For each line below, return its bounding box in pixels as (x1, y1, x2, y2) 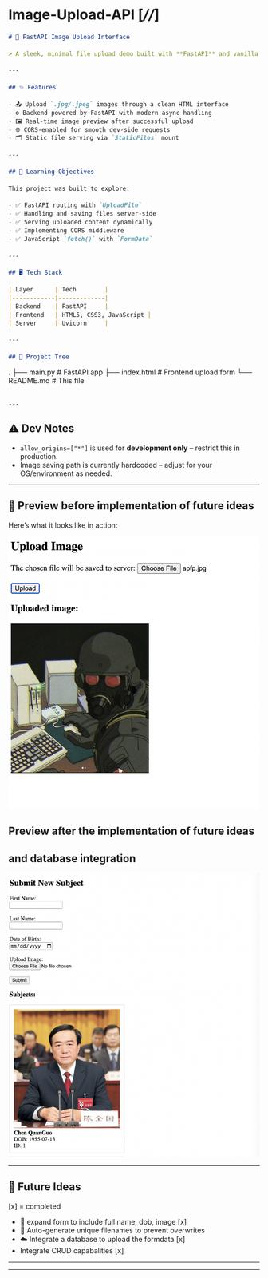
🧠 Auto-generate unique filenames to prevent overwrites (19, 1225, 206, 1235)
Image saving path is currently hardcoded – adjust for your (19, 460, 213, 469)
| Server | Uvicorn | (8, 319, 109, 327)
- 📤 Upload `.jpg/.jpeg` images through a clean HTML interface (8, 100, 229, 109)
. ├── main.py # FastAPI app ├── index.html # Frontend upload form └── (8, 367, 253, 377)
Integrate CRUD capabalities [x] (19, 1245, 124, 1255)
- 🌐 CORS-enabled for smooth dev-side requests (8, 125, 171, 133)
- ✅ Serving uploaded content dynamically (8, 218, 153, 227)
